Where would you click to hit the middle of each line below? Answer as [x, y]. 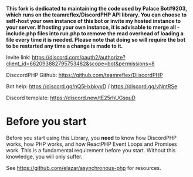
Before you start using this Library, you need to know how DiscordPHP [92, 138]
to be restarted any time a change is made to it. [65, 46]
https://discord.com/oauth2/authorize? [79, 57]
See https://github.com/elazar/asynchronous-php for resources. [84, 168]
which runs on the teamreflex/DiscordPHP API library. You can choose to [97, 15]
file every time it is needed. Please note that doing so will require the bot [96, 40]
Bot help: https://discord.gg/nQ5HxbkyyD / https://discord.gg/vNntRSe [92, 86]
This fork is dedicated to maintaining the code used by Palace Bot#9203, [97, 9]
